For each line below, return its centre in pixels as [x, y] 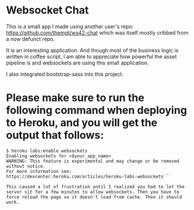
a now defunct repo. [30, 39]
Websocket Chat [47, 10]
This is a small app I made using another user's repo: [70, 26]
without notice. [26, 166]
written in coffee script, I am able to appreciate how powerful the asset [91, 56]
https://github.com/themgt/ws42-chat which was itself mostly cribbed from [97, 32]
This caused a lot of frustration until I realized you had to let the [95, 187]
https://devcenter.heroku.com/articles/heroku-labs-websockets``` [89, 177]
